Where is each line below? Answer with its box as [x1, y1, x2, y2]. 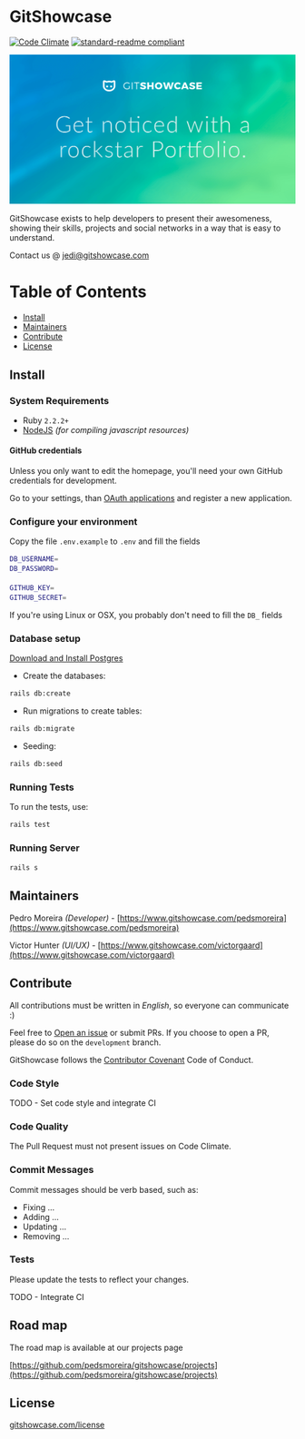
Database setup [9, 632, 82, 645]
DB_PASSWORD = [9, 565, 59, 574]
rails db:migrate [9, 724, 75, 733]
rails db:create [9, 689, 71, 698]
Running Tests [9, 781, 74, 793]
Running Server [9, 842, 80, 854]
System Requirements [9, 394, 110, 407]
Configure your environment [9, 516, 138, 527]
